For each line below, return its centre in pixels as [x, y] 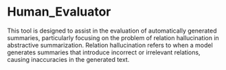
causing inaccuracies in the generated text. [68, 59]
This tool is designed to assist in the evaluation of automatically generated [112, 31]
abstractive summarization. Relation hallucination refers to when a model [110, 45]
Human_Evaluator [59, 12]
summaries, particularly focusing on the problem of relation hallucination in [113, 37]
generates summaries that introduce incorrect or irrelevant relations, [104, 52]
